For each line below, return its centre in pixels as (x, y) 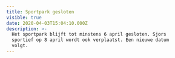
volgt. (20, 46)
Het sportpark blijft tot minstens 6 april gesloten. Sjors (89, 34)
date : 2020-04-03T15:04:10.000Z (47, 23)
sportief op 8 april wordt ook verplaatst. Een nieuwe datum (91, 40)
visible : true (24, 18)
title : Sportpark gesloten (40, 12)
